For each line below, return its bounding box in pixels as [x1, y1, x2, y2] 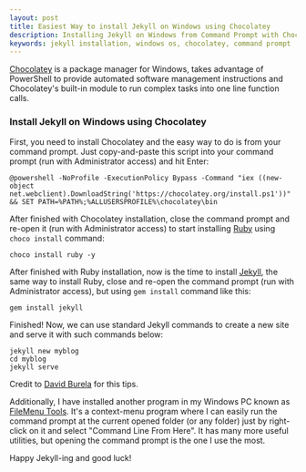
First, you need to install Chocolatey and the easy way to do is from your [9, 136, 281, 147]
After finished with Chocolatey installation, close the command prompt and [9, 213, 290, 224]
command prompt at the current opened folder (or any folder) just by [9, 416, 268, 426]
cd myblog [9, 354, 47, 364]
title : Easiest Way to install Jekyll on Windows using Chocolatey [9, 22, 271, 31]
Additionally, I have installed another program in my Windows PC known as [9, 395, 291, 406]
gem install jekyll [9, 303, 84, 313]
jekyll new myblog [9, 346, 79, 355]
